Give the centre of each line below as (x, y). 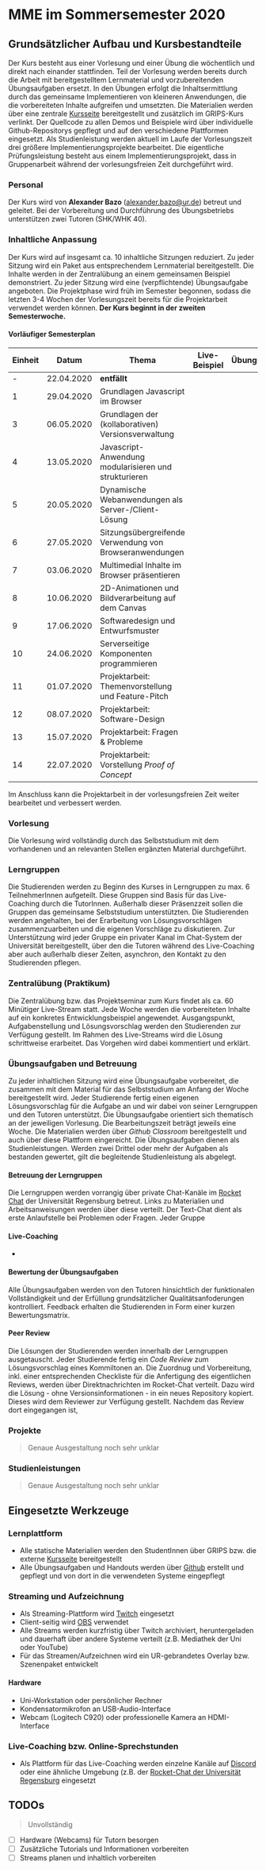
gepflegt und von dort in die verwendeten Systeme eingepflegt (122, 1576)
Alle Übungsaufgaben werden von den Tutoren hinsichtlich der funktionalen (131, 1289)
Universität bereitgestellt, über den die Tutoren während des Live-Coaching (131, 946)
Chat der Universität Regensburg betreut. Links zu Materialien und (116, 1201)
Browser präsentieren (140, 575)
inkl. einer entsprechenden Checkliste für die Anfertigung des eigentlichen (130, 1376)
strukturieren (124, 477)
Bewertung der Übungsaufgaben (63, 1272)
